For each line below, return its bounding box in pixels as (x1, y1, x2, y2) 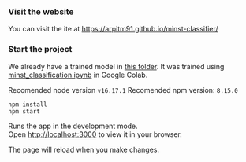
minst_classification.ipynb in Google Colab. (8, 70, 148, 79)
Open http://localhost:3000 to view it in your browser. (8, 129, 183, 139)
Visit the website (8, 6, 74, 17)
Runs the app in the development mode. (8, 121, 138, 131)
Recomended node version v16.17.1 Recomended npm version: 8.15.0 (8, 85, 239, 94)
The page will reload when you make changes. (8, 145, 160, 154)
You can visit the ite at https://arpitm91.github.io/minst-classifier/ (8, 24, 218, 34)
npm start (8, 107, 41, 116)
